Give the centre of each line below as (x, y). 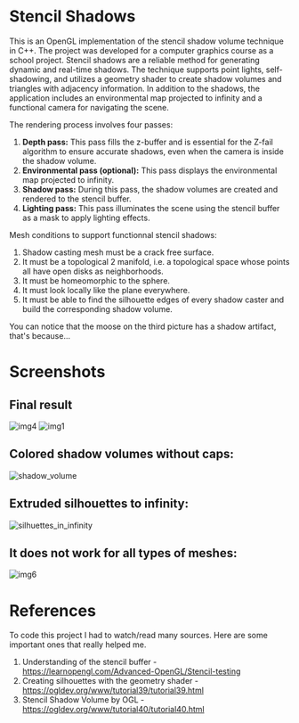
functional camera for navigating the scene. (89, 107)
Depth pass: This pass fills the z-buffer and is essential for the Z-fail (147, 142)
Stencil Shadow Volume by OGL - (83, 700)
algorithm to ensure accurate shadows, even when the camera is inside (153, 151)
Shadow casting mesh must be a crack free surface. (118, 252)
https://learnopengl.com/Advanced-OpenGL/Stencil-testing (131, 671)
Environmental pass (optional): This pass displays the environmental (149, 170)
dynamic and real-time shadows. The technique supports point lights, (137, 70)
